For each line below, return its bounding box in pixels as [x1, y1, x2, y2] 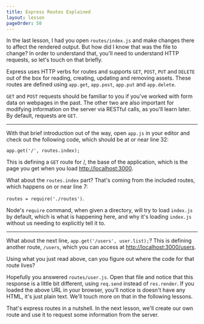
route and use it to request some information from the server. [6, 311, 159, 319]
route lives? [6, 262, 35, 269]
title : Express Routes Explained [6, 9, 91, 15]
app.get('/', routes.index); [6, 148, 80, 154]
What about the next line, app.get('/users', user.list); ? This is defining [6, 237, 192, 244]
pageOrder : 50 [6, 20, 42, 26]
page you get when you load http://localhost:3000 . [6, 165, 134, 172]
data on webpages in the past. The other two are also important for [6, 99, 174, 106]
